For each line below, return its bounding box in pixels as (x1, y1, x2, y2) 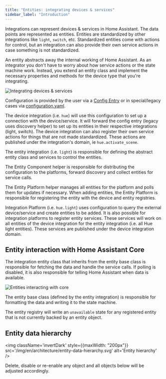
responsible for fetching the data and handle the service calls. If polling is (5, 264, 156, 270)
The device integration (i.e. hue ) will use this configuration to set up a (5, 112, 147, 118)
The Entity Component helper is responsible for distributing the (5, 164, 135, 170)
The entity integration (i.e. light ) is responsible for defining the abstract (5, 149, 153, 155)
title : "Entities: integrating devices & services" (5, 7, 115, 13)
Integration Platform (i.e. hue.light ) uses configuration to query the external (5, 204, 162, 210)
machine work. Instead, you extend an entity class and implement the (5, 67, 148, 73)
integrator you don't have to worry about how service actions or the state (5, 62, 156, 68)
